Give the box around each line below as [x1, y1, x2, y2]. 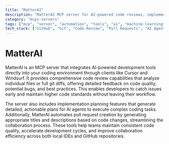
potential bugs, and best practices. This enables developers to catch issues [5, 86, 162, 92]
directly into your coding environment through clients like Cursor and [5, 70, 148, 76]
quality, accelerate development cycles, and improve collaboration [5, 128, 143, 134]
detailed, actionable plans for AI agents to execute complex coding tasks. [5, 106, 157, 112]
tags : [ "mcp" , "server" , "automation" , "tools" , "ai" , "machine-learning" [5, 21, 165, 27]
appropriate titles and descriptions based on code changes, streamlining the [5, 117, 163, 123]
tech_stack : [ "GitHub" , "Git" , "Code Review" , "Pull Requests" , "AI [5, 26, 152, 31]
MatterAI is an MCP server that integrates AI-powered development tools [5, 64, 156, 70]
